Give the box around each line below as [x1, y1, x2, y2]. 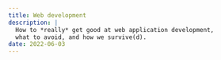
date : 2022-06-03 [8, 41, 66, 48]
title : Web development [8, 11, 87, 19]
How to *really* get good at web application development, [15, 26, 215, 34]
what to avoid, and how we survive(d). [15, 33, 147, 41]
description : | [8, 19, 59, 26]
